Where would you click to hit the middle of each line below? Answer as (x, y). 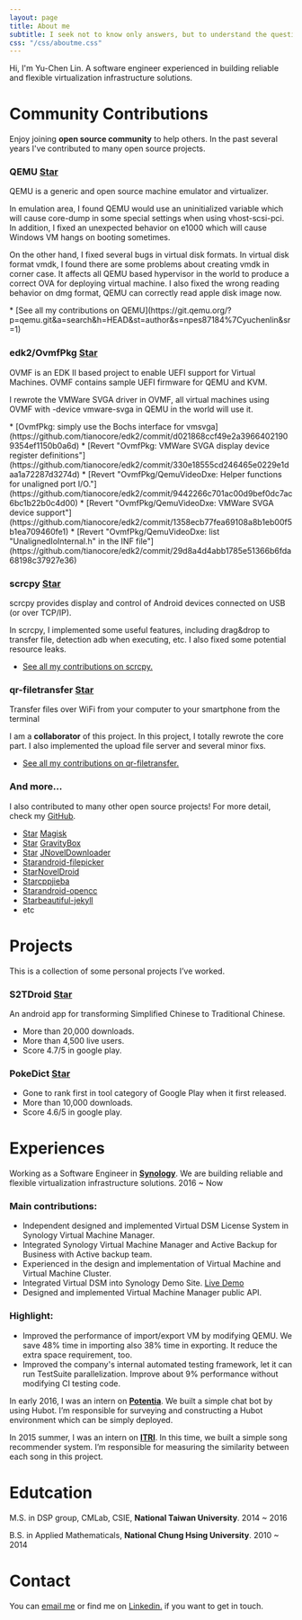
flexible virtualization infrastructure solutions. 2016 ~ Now (116, 1183)
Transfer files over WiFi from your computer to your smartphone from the (145, 709)
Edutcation (51, 1492)
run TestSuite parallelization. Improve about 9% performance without (150, 1374)
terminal (25, 719)
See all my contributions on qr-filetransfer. (101, 763)
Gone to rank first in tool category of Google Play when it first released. (154, 1093)
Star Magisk (44, 833)
